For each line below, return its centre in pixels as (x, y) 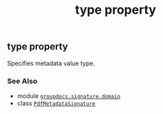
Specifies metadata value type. (51, 63)
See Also (22, 81)
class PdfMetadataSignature (56, 103)
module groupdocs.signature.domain (68, 95)
